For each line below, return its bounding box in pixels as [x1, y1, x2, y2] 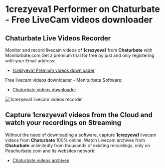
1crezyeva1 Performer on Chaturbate [5, 3, 161, 15]
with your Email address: [5, 58, 56, 63]
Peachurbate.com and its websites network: [5, 148, 96, 154]
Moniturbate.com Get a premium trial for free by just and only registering [5, 52, 155, 58]
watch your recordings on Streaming [5, 119, 121, 127]
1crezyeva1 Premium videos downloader [12, 67, 95, 73]
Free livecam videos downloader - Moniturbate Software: [5, 77, 123, 83]
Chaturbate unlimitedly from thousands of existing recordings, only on [5, 142, 151, 148]
